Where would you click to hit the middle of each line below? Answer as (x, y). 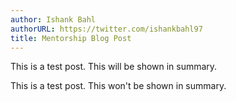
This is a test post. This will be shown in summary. (114, 67)
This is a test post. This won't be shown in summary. (118, 86)
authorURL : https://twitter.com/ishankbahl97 (106, 29)
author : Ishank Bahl (53, 19)
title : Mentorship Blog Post (71, 38)
